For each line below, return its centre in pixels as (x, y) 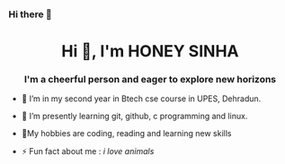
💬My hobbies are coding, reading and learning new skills (126, 134)
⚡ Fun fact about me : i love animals (88, 151)
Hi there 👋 (31, 14)
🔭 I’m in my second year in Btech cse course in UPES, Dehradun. (141, 99)
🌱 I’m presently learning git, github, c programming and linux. (134, 117)
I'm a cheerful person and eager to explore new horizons (150, 80)
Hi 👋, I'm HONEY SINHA (150, 52)
